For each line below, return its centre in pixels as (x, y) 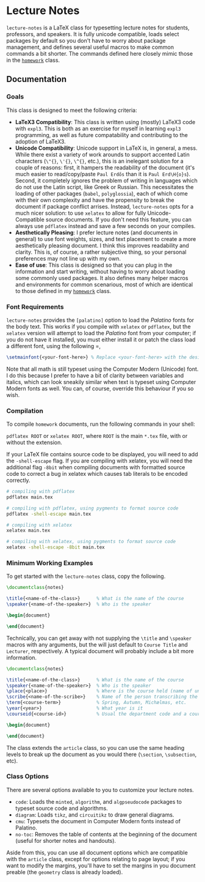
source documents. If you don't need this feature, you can (119, 219)
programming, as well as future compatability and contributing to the (101, 135)
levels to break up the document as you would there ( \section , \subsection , (102, 754)
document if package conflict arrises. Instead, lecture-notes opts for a (104, 206)
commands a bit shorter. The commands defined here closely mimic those (100, 53)
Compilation (25, 410)
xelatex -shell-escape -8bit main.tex (56, 547)
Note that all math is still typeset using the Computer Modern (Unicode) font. (103, 369)
